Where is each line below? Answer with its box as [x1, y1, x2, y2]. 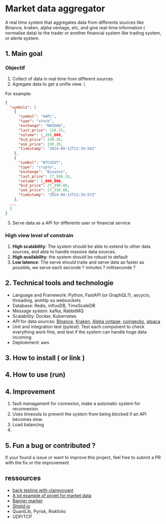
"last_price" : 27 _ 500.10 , [18, 174, 72, 179]
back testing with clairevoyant [12, 487, 74, 493]
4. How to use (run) [5, 370, 66, 379]
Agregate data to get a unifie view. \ [12, 81, 86, 87]
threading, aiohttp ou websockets [12, 297, 81, 303]
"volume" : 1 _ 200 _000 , [18, 132, 63, 137]
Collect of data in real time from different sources [12, 75, 113, 82]
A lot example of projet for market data [12, 492, 92, 498]
